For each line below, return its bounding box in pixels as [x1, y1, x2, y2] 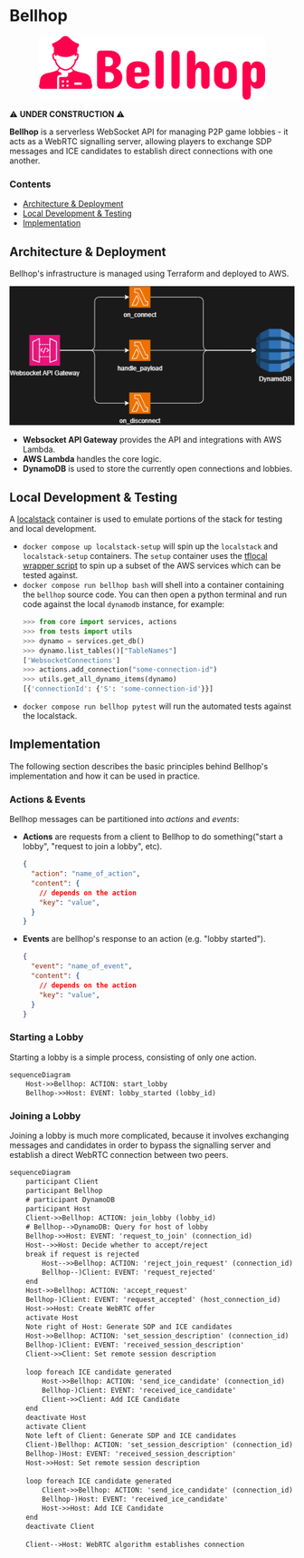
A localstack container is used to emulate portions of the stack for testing [9, 514, 283, 524]
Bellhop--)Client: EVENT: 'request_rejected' [42, 1268, 217, 1278]
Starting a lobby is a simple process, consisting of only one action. [9, 1052, 257, 1063]
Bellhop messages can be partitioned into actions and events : [9, 814, 240, 825]
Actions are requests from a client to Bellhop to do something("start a [22, 831, 283, 842]
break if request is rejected [25, 1249, 140, 1259]
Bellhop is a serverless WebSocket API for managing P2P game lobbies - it [9, 126, 289, 137]
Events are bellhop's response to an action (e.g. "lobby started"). [22, 934, 266, 945]
